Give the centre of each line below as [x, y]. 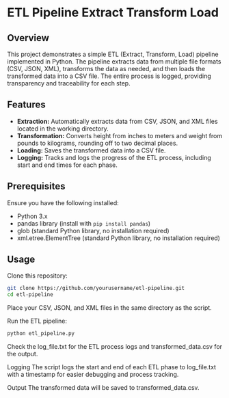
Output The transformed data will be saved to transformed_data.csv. [103, 388]
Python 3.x [32, 216]
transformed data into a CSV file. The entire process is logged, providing [109, 76]
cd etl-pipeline [30, 295]
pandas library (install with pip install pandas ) [84, 223]
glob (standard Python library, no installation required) [93, 230]
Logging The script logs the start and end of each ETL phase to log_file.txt [112, 367]
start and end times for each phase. [67, 165]
